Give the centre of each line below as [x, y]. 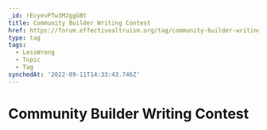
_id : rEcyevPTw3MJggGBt [48, 15]
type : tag [25, 38]
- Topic [28, 60]
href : [17, 30]
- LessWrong [35, 52]
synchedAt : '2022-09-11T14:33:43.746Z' [74, 75]
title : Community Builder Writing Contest [79, 23]
